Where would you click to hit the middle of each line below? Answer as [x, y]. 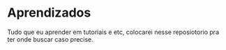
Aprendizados [49, 13]
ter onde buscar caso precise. [51, 39]
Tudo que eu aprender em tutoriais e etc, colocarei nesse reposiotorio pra [113, 32]
